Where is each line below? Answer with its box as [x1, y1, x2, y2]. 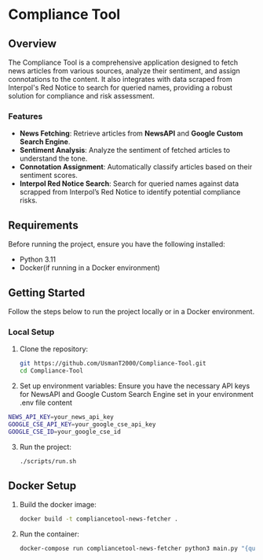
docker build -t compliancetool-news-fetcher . [19, 515, 178, 523]
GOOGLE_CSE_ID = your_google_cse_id [8, 428, 122, 436]
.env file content [19, 398, 73, 407]
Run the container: [19, 529, 80, 539]
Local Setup [8, 326, 55, 337]
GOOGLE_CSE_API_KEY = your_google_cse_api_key [8, 420, 156, 428]
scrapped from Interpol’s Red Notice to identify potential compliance [19, 187, 241, 197]
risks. [19, 195, 38, 206]
